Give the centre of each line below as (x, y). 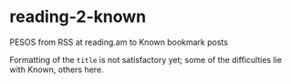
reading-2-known (78, 17)
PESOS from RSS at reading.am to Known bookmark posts (119, 42)
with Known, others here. (57, 69)
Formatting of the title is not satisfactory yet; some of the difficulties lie (146, 59)
